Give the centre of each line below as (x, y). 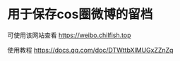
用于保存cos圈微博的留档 (80, 14)
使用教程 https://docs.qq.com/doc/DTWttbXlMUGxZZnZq (90, 50)
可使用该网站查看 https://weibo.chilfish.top (69, 35)
